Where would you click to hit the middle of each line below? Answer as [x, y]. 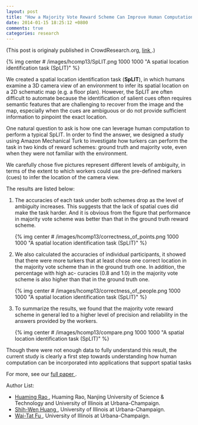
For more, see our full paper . [42, 374]
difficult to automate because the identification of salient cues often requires [99, 98]
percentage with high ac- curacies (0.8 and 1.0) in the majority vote [96, 273]
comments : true [25, 28]
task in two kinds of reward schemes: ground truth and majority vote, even [97, 147]
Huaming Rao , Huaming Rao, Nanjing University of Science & [89, 397]
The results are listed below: [40, 189]
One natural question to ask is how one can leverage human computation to [98, 129]
